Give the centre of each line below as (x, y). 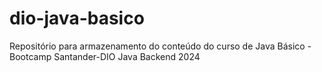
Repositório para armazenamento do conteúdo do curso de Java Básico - (160, 46)
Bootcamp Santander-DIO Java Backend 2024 (105, 56)
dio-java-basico (77, 18)
